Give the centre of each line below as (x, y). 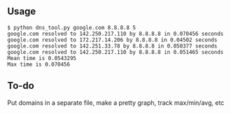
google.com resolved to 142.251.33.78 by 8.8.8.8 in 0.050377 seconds (112, 46)
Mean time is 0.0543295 (42, 58)
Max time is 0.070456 (39, 64)
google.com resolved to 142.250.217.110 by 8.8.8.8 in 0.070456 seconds (115, 34)
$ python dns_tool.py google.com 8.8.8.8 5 (72, 27)
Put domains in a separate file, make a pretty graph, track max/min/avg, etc (116, 102)
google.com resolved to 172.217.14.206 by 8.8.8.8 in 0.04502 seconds (112, 40)
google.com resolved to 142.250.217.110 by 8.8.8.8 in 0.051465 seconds (115, 52)
